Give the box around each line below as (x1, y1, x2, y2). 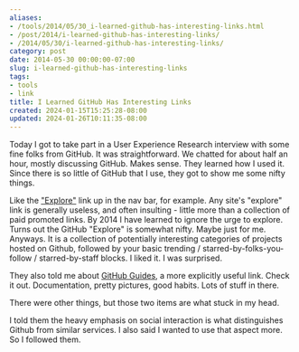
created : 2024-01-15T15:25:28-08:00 (9, 106, 147, 115)
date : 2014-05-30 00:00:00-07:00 (9, 55, 135, 64)
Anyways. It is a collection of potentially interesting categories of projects (9, 233, 283, 244)
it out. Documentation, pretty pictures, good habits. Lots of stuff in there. (9, 280, 280, 290)
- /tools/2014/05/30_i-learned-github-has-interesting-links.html (9, 22, 265, 31)
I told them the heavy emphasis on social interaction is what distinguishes (9, 315, 284, 326)
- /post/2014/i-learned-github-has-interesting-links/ (9, 30, 220, 39)
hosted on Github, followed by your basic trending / (9, 243, 201, 254)
